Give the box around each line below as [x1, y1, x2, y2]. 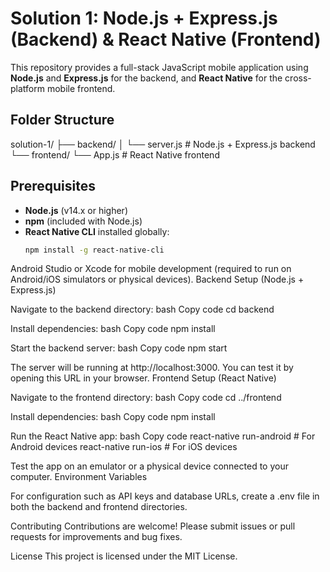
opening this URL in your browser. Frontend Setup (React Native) [10, 372, 277, 384]
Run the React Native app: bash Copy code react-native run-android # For [10, 430, 316, 442]
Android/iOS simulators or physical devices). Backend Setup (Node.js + [10, 273, 305, 286]
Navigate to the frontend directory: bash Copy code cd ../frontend [10, 392, 282, 404]
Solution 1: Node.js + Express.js [10, 7, 278, 30]
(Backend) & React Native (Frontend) [10, 28, 322, 51]
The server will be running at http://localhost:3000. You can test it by [10, 362, 294, 374]
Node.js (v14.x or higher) [24, 204, 128, 216]
